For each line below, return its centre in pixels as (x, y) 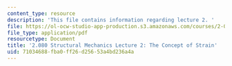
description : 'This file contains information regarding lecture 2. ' (111, 20)
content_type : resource (41, 13)
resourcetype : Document (41, 39)
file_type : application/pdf (48, 33)
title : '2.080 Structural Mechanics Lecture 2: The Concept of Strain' (112, 45)
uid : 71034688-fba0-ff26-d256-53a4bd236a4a (71, 52)
